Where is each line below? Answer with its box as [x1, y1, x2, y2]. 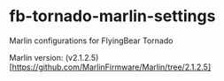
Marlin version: [9, 52, 64, 63]
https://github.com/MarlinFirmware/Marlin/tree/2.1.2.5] [12, 62, 212, 72]
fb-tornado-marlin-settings [9, 6, 216, 26]
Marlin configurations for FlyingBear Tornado [9, 35, 174, 46]
